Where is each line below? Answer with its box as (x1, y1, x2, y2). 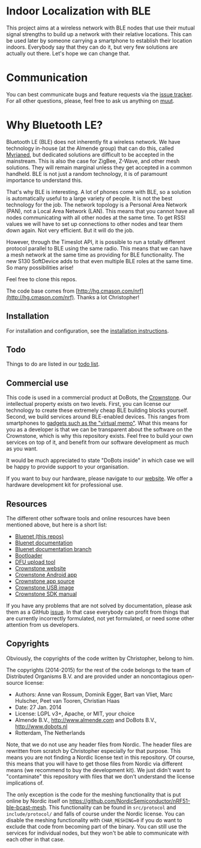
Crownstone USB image (14, 584, 74, 591)
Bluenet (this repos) (14, 533, 64, 540)
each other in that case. (6, 835, 65, 843)
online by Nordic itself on (6, 797, 68, 805)
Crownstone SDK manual (14, 590, 77, 597)
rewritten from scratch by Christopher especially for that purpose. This (6, 747, 181, 754)
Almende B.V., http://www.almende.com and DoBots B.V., (14, 716, 157, 723)
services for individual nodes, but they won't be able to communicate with (6, 829, 189, 837)
